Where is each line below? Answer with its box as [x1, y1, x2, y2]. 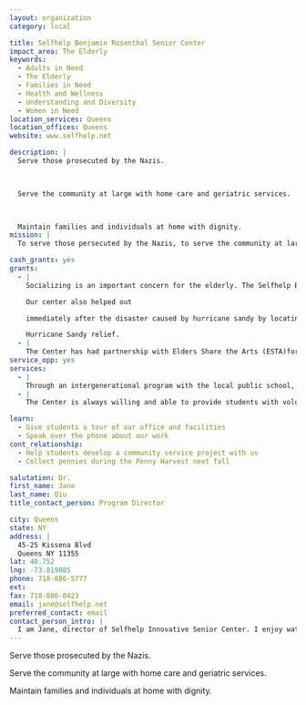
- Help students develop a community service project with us [17, 448, 259, 457]
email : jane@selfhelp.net [9, 599, 107, 608]
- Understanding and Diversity [17, 97, 137, 107]
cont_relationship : [9, 439, 84, 449]
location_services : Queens [9, 115, 112, 124]
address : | [9, 532, 51, 541]
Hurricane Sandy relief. [25, 330, 120, 340]
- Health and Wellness [17, 88, 104, 98]
